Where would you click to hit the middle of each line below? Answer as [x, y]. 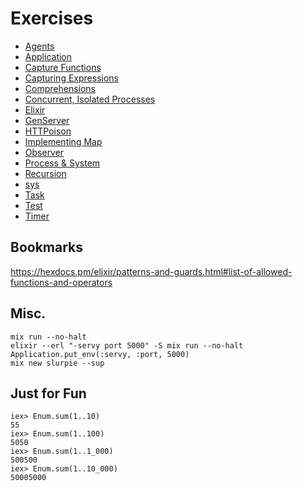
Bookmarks [47, 247]
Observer [44, 152]
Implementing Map [63, 141]
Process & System [62, 163]
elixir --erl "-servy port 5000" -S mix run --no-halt [127, 345]
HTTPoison [48, 131]
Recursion [45, 173]
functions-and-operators [61, 282]
